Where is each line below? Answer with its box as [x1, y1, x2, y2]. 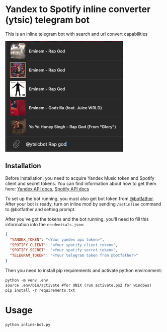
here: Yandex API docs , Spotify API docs [5, 185, 90, 192]
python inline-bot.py [5, 322, 51, 327]
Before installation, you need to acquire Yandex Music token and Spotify [5, 175, 155, 181]
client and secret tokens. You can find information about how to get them [5, 180, 157, 186]
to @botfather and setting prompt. [5, 206, 76, 212]
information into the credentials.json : [5, 221, 85, 227]
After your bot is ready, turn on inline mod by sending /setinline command [5, 201, 161, 207]
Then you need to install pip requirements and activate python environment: [5, 268, 162, 273]
